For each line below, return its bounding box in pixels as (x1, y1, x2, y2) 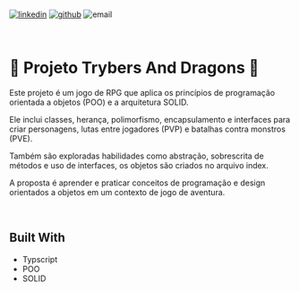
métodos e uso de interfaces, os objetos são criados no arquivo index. (9, 159, 269, 170)
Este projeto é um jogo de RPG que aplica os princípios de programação (9, 87, 276, 98)
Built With (9, 230, 65, 245)
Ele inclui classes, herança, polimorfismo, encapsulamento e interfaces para (9, 114, 291, 124)
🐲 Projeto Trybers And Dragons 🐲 (9, 58, 260, 78)
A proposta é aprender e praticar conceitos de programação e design (9, 177, 266, 188)
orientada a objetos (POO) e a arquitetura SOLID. (9, 97, 189, 107)
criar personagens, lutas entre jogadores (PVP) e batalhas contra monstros (9, 124, 286, 134)
